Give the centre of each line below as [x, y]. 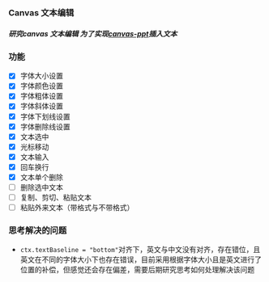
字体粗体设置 [41, 96]
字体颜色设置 [41, 86]
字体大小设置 [41, 76]
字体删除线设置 [45, 126]
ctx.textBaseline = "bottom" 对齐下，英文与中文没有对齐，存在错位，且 [140, 250]
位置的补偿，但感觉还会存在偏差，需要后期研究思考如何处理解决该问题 [137, 270]
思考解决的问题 [38, 230]
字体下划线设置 [45, 116]
